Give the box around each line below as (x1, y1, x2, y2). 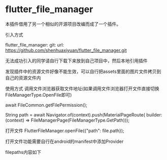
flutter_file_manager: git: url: (5, 42, 64, 48)
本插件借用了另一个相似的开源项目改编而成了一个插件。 (5, 21, 121, 27)
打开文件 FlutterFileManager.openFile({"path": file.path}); (5, 128, 124, 134)
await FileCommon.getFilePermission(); (5, 102, 88, 108)
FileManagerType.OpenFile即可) (5, 92, 72, 98)
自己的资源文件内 (5, 74, 41, 81)
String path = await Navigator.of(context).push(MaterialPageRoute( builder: (5, 111, 162, 117)
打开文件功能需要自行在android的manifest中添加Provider (5, 138, 124, 144)
